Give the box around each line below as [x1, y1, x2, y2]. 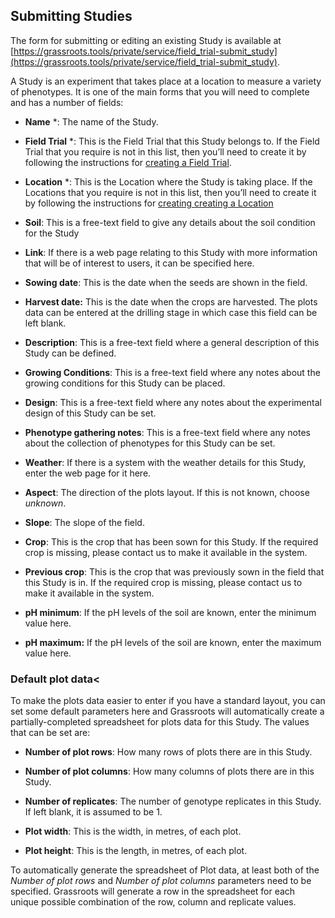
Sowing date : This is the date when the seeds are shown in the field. [24, 276, 308, 288]
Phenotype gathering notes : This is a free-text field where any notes [24, 426, 311, 438]
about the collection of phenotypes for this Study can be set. [24, 437, 276, 449]
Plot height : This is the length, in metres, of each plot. [24, 845, 248, 857]
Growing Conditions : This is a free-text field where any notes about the [24, 366, 321, 378]
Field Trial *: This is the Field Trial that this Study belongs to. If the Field [24, 135, 320, 147]
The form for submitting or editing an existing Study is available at [10, 34, 282, 46]
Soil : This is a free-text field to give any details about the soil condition [24, 216, 316, 228]
